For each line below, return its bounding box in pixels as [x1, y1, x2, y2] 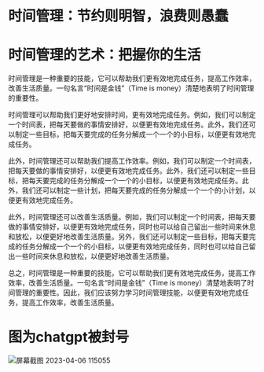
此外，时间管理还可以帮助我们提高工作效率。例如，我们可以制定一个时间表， [8, 157, 256, 166]
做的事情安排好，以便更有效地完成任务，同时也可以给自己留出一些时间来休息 [8, 222, 256, 232]
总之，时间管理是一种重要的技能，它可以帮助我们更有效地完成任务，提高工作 [8, 268, 256, 278]
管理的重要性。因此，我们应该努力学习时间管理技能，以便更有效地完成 [14, 288, 242, 297]
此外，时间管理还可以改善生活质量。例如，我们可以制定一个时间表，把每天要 [8, 212, 256, 222]
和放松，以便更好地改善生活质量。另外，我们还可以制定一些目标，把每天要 [8, 232, 249, 241]
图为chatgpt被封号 [8, 328, 130, 346]
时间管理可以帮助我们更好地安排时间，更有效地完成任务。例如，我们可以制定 [8, 110, 256, 120]
